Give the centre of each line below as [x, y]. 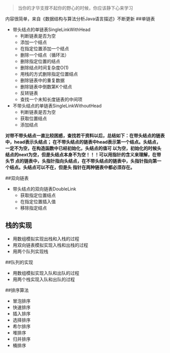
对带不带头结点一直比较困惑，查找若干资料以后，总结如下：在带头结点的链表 [85, 136]
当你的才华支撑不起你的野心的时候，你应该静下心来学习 [75, 8]
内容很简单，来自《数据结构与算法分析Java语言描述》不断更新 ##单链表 [80, 19]
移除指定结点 [33, 208]
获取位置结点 [33, 118]
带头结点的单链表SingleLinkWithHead [52, 29]
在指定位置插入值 [38, 202]
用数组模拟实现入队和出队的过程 [46, 273]
